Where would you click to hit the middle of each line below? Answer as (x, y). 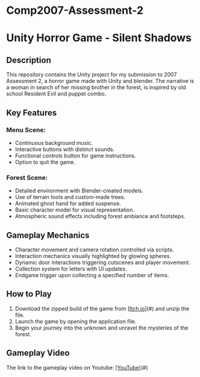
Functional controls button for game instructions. (76, 155)
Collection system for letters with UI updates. (71, 269)
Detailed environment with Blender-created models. (79, 191)
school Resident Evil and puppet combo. (56, 94)
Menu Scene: (26, 130)
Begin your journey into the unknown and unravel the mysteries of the (102, 328)
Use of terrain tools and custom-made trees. (70, 197)
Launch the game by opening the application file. (76, 321)
